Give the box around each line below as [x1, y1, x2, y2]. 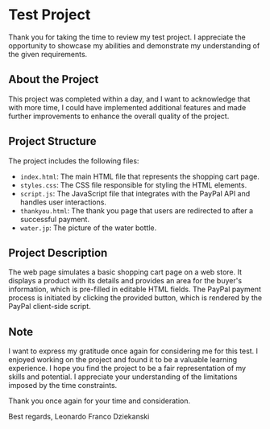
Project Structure [8, 134, 97, 148]
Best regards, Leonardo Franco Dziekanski [8, 412, 150, 422]
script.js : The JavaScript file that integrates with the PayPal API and [19, 188, 251, 198]
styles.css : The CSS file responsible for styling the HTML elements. [19, 179, 247, 190]
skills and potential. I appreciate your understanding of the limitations [8, 372, 238, 382]
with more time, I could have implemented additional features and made [8, 102, 247, 112]
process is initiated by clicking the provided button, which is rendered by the [8, 293, 263, 303]
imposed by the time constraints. [8, 381, 118, 390]
